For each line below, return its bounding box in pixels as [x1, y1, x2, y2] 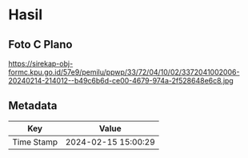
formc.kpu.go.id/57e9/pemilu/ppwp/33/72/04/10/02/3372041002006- [8, 67, 240, 77]
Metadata [8, 99, 58, 113]
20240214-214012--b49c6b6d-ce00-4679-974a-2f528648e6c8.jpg [8, 76, 234, 85]
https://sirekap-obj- [8, 59, 74, 68]
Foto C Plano [8, 38, 73, 51]
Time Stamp [12, 136, 58, 148]
